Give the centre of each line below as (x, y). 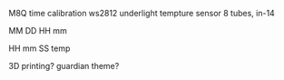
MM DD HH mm (38, 30)
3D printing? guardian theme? (64, 66)
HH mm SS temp (39, 48)
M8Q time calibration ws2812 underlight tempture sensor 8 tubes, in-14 (142, 13)
